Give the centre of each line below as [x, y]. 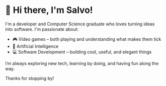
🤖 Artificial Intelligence [35, 46]
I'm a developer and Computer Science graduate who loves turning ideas [80, 24]
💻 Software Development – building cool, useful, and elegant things [82, 52]
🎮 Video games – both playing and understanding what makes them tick [87, 39]
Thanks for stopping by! [30, 78]
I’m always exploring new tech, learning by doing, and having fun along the [82, 63]
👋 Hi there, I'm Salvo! [49, 10]
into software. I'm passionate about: [42, 29]
